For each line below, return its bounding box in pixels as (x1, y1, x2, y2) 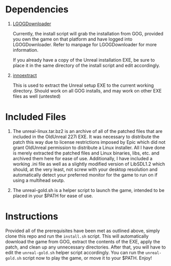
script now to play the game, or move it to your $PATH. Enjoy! (23, 255, 152, 261)
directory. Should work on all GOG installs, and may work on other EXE (12, 87, 162, 93)
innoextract (12, 72, 37, 78)
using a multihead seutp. (12, 177, 65, 183)
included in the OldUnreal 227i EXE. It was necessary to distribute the (12, 134, 160, 140)
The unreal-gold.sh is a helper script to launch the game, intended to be (12, 187, 165, 193)
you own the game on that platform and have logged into (12, 36, 133, 42)
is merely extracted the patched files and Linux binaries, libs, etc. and (12, 150, 160, 156)
